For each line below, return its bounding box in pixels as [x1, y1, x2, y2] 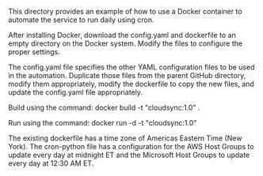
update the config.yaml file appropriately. [8, 88, 143, 97]
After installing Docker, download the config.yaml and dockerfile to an [8, 31, 236, 39]
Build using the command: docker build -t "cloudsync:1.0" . [8, 103, 200, 112]
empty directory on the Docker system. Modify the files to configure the [8, 39, 243, 48]
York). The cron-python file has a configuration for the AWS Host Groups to [8, 142, 255, 151]
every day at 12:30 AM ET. [8, 159, 94, 168]
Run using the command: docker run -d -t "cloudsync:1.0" [8, 118, 197, 127]
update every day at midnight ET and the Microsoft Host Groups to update [8, 150, 250, 159]
